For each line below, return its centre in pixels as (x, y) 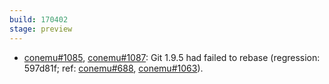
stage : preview (41, 29)
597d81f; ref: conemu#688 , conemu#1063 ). (113, 68)
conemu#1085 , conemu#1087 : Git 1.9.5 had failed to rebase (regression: (172, 57)
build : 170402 (39, 19)
